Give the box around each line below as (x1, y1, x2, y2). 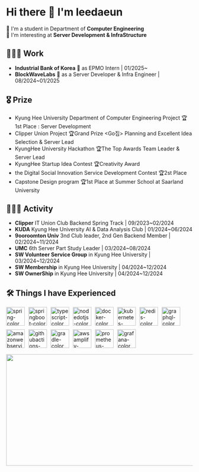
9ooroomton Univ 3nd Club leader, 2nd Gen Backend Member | (14, 232, 171, 240)
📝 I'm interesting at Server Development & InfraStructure (6, 31, 147, 38)
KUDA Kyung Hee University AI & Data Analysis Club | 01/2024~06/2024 (14, 226, 192, 233)
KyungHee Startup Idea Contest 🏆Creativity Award (14, 160, 140, 167)
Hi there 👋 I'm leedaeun (6, 5, 123, 19)
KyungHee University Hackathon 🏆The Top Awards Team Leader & (14, 145, 180, 152)
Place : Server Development (23, 122, 91, 130)
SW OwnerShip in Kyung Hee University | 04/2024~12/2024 (14, 270, 163, 277)
